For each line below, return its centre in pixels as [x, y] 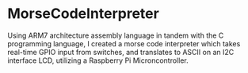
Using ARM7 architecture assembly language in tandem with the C [116, 35]
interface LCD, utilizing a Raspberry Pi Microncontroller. [98, 60]
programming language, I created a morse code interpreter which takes [124, 43]
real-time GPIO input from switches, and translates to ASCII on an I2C [121, 52]
